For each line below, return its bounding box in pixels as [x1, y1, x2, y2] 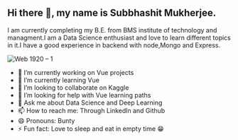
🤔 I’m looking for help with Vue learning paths [17, 91, 151, 99]
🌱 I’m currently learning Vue [17, 76, 99, 84]
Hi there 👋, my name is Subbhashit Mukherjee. [7, 7, 217, 19]
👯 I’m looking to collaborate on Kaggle [17, 83, 129, 92]
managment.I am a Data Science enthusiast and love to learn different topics [7, 33, 231, 42]
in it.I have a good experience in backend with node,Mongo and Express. [7, 40, 221, 49]
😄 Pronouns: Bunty [17, 116, 75, 124]
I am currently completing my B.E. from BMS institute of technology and [7, 25, 217, 34]
